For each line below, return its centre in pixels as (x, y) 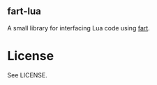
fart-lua (24, 11)
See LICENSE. (27, 75)
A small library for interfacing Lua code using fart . (78, 28)
